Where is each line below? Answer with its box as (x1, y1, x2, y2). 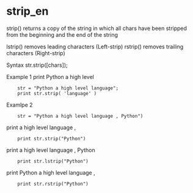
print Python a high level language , (6, 168, 96, 176)
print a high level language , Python (6, 146, 96, 154)
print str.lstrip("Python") (17, 158, 89, 164)
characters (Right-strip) (6, 49, 65, 56)
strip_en (6, 4, 49, 18)
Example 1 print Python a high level (6, 73, 95, 80)
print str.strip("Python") (17, 135, 86, 142)
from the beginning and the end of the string (6, 31, 118, 38)
